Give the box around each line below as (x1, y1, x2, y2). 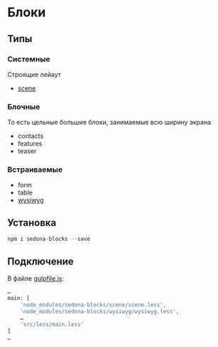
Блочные (7, 101, 40, 111)
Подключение (7, 255, 75, 267)
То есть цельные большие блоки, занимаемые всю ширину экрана (7, 118, 212, 127)
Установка (7, 217, 57, 229)
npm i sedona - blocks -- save (7, 236, 91, 243)
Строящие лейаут (7, 70, 62, 78)
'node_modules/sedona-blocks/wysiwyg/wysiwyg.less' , (20, 308, 180, 315)
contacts (17, 132, 44, 140)
